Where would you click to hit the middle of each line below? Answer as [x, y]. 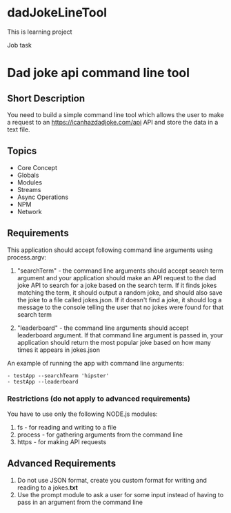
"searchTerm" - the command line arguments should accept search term [120, 271]
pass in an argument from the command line [80, 502]
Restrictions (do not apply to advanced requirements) [99, 399]
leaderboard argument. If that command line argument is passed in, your [120, 335]
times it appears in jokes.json [58, 350]
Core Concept [37, 167]
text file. [19, 129]
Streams [29, 189]
